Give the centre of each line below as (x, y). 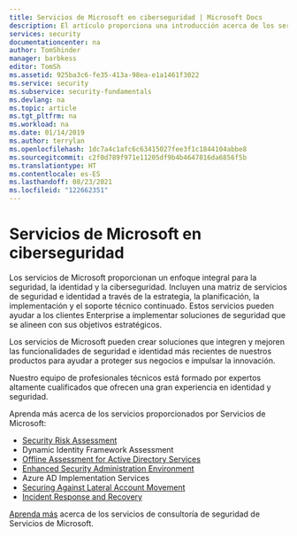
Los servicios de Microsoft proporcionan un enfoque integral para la (133, 277)
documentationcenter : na (55, 42)
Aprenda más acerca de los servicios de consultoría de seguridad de (135, 514)
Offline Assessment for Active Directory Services (111, 459)
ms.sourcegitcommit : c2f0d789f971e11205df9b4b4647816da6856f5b (128, 157)
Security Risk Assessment (69, 440)
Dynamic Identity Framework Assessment (98, 449)
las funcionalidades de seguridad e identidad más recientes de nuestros (141, 351)
